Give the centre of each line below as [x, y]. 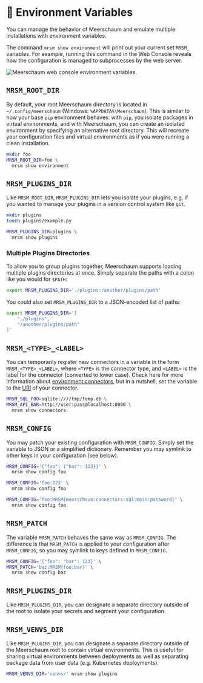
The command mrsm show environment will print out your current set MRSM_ [98, 47]
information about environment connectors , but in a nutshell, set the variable [102, 382]
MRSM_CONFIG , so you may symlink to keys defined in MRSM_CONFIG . [87, 550]
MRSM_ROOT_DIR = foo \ [32, 160]
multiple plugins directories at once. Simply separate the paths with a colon [100, 272]
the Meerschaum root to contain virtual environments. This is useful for [95, 650]
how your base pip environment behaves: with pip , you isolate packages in [100, 117]
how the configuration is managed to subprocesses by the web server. [95, 60]
